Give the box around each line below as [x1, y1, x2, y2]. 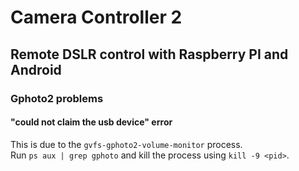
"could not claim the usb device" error [10, 116, 173, 128]
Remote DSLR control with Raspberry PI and [10, 46, 289, 63]
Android [10, 61, 62, 78]
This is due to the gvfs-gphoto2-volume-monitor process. [10, 138, 243, 150]
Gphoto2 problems [10, 91, 104, 105]
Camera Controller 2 [10, 6, 183, 29]
